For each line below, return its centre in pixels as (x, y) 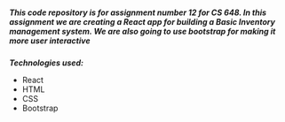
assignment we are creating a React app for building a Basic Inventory (142, 21)
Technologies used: (47, 63)
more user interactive (50, 41)
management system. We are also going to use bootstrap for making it (142, 31)
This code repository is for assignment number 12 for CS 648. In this (138, 12)
